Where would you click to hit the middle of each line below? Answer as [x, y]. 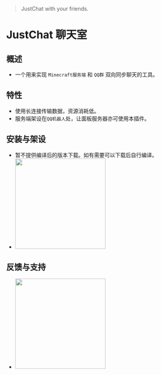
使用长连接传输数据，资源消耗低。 [57, 111]
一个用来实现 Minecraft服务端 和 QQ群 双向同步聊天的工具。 [86, 74]
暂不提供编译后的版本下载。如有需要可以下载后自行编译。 [86, 155]
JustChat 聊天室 [47, 35]
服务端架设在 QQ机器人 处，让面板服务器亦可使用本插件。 [82, 118]
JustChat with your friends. [55, 9]
